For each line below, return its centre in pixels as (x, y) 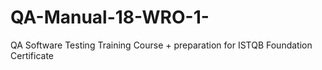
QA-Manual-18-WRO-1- (110, 17)
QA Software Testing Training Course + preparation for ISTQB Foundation (161, 45)
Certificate (32, 55)
